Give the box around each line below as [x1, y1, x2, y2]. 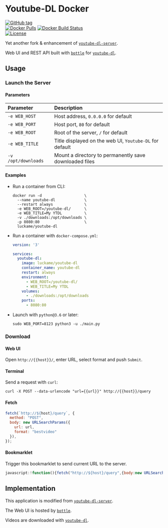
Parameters [5, 91, 30, 98]
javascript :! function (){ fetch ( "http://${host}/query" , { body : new [5, 470, 142, 475]
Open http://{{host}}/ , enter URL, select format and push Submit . [5, 357, 142, 363]
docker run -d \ [12, 193, 87, 198]
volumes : [21, 289, 40, 294]
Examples [5, 172, 26, 178]
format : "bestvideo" [14, 430, 57, 435]
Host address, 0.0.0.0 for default [54, 113, 132, 120]
